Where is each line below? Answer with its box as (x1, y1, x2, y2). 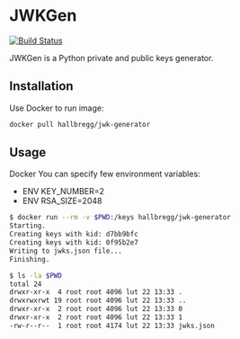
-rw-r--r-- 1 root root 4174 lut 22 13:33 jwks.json (9, 321, 216, 330)
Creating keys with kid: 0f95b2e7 (9, 238, 139, 247)
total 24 (9, 280, 42, 289)
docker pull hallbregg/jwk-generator (9, 120, 151, 129)
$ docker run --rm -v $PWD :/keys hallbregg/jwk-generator (9, 213, 231, 222)
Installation (9, 78, 74, 94)
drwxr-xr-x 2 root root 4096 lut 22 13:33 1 (9, 313, 182, 322)
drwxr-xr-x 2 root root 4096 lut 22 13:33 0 (9, 305, 182, 314)
